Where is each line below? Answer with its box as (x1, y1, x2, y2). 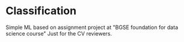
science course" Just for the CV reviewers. (5, 30, 112, 37)
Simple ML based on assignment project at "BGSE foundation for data (5, 24, 179, 31)
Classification (5, 4, 76, 18)
